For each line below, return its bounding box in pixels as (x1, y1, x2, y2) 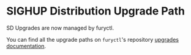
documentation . (6, 42, 47, 50)
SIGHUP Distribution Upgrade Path (6, 4, 185, 18)
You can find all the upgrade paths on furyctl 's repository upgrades (6, 36, 179, 43)
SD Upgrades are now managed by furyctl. (6, 24, 114, 31)
